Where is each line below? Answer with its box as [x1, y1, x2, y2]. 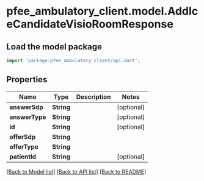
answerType [9, 113, 46, 121]
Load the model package [6, 41, 103, 52]
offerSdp [9, 132, 36, 141]
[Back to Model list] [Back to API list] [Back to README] [6, 168, 147, 175]
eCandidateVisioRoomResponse [6, 17, 174, 31]
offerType [9, 142, 38, 151]
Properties [6, 74, 48, 85]
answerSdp [9, 102, 44, 111]
